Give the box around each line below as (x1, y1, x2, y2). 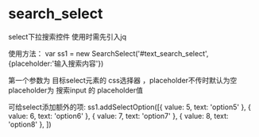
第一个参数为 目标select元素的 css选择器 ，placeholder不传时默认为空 (8, 75, 238, 85)
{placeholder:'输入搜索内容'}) (8, 59, 104, 68)
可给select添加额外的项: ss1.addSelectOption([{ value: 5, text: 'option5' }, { (8, 102, 252, 112)
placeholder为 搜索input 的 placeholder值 (8, 85, 144, 95)
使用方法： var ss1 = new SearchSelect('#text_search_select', (8, 48, 209, 58)
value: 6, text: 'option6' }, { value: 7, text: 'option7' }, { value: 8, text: (8, 111, 229, 120)
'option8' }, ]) (8, 120, 52, 129)
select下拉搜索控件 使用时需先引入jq (8, 32, 127, 41)
